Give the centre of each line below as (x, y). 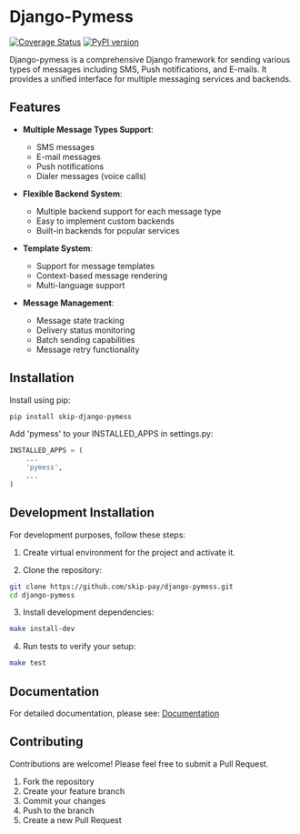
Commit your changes (64, 800)
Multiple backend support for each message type (129, 211)
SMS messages (65, 146)
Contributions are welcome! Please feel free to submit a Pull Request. (139, 764)
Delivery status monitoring (85, 330)
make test (28, 663)
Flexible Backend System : (72, 194)
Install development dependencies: (88, 612)
